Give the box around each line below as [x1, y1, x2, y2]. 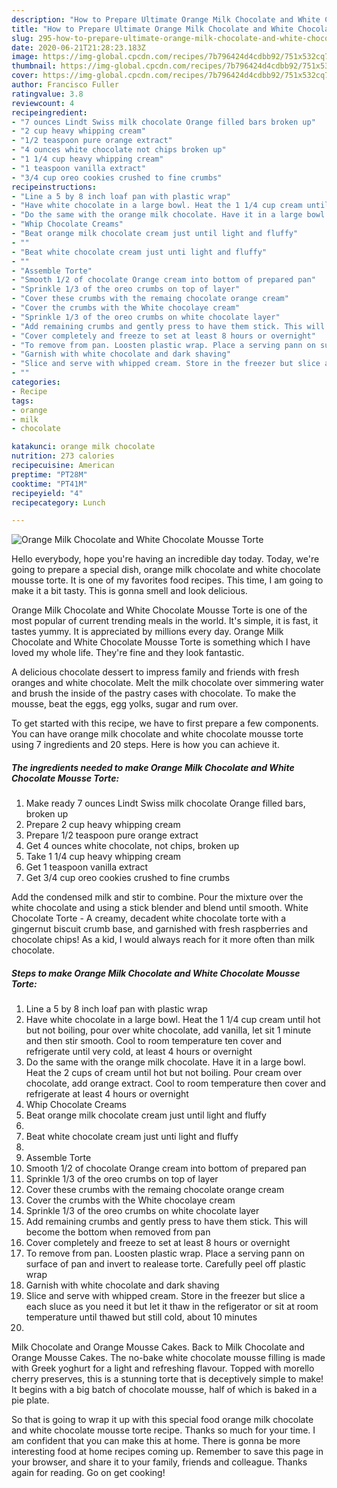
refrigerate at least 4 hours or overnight [25, 1088, 189, 1100]
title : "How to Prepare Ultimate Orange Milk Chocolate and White [11, 24, 294, 34]
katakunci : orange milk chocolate [11, 442, 156, 452]
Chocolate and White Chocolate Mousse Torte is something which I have [11, 636, 311, 648]
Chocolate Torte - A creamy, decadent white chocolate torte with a [11, 912, 287, 925]
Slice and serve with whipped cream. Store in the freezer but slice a [25, 1290, 306, 1302]
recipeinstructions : [11, 182, 98, 192]
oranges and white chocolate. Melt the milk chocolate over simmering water [11, 677, 324, 689]
